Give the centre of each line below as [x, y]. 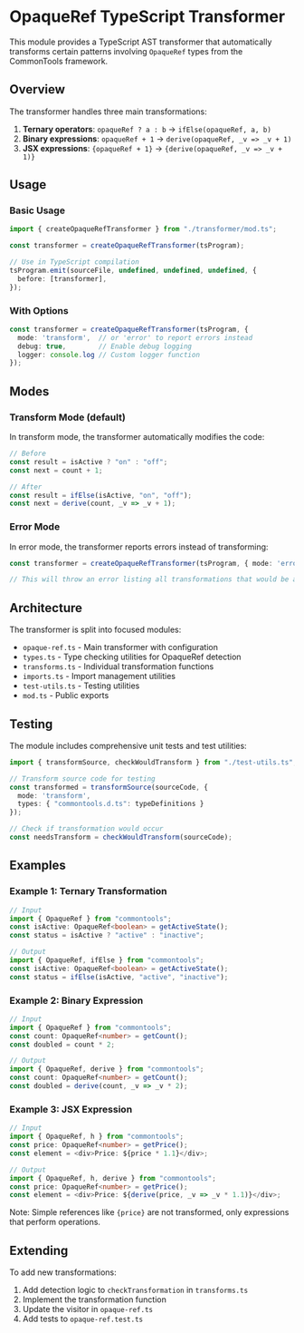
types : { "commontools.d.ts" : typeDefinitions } [111, 804]
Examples [38, 866]
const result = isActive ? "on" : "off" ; [89, 462]
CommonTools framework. [59, 61]
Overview [38, 89]
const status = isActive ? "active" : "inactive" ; [107, 936]
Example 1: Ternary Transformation [88, 891]
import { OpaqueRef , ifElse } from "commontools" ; [107, 960]
